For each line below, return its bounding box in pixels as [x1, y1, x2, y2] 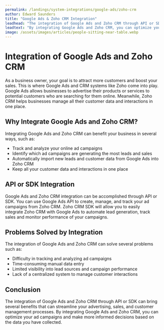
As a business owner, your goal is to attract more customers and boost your [5, 77, 158, 83]
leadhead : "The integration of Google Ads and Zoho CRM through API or [5, 21, 154, 26]
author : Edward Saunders [5, 12, 56, 17]
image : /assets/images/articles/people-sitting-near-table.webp [5, 30, 139, 35]
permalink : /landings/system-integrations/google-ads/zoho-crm [5, 7, 137, 12]
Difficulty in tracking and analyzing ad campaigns [12, 256, 112, 262]
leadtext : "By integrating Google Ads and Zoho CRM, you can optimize [5, 25, 152, 30]
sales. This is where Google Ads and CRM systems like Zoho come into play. [5, 83, 159, 88]
